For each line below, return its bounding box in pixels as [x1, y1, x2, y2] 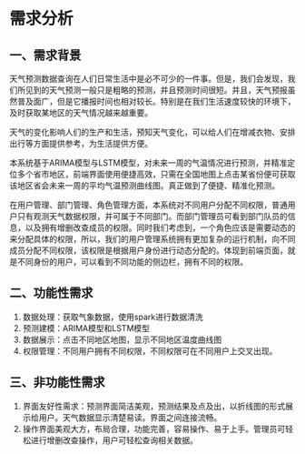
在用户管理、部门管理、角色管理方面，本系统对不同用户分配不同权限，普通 [9, 199, 288, 210]
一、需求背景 [9, 47, 82, 63]
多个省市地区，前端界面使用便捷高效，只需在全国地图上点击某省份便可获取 [16, 169, 296, 179]
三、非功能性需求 [9, 375, 105, 390]
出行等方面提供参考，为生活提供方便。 [9, 138, 152, 148]
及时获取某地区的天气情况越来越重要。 [9, 107, 152, 118]
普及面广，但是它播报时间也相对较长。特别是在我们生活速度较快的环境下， [16, 96, 296, 106]
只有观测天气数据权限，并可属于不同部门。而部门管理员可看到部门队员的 [16, 211, 288, 221]
